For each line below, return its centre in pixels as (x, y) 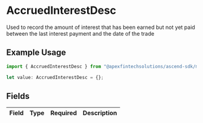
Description (100, 113)
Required (64, 113)
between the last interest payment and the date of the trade (80, 33)
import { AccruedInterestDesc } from (54, 66)
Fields (18, 96)
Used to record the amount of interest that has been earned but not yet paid (101, 27)
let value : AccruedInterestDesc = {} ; (55, 77)
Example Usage (36, 53)
